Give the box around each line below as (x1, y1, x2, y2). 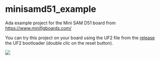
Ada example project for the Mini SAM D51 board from (5, 20, 116, 26)
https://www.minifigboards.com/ (5, 25, 72, 31)
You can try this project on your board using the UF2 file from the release (5, 35, 155, 41)
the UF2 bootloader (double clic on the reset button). (5, 40, 113, 46)
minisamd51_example (5, 3, 96, 15)
